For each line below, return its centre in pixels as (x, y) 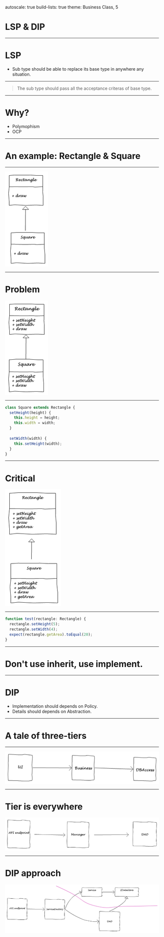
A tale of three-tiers (46, 736)
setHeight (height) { (30, 413)
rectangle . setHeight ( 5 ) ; (35, 624)
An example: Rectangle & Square (73, 156)
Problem (22, 289)
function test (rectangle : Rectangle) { (46, 619)
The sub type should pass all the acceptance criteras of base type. (84, 88)
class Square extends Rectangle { (40, 407)
